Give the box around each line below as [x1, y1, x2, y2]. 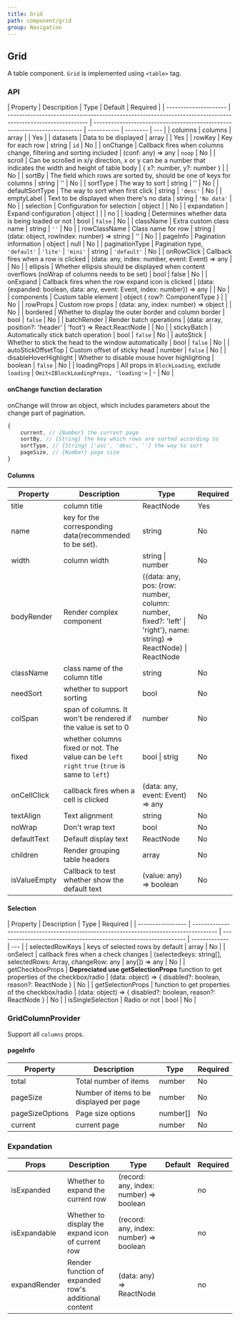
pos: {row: [142, 581, 176, 591]
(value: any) [142, 870, 183, 880]
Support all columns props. [7, 1030, 84, 1038]
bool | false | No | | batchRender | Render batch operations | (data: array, [7, 316, 223, 324]
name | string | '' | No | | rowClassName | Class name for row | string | [7, 224, 216, 233]
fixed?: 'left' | [142, 616, 186, 626]
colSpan [11, 713, 39, 723]
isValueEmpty [11, 875, 57, 885]
